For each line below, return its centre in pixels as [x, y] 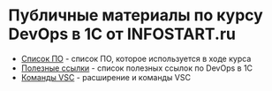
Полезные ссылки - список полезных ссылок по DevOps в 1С [137, 68]
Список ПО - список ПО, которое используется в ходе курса [136, 58]
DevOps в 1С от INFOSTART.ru [122, 34]
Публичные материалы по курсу [136, 15]
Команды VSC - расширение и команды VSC [106, 77]
